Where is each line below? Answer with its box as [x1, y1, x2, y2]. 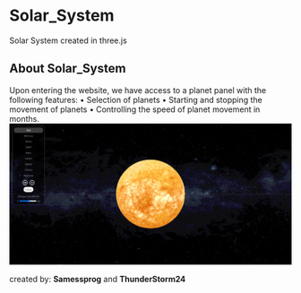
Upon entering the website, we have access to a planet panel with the [9, 84, 267, 95]
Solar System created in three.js [9, 35, 127, 46]
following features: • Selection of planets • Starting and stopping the [9, 94, 262, 105]
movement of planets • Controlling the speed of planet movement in [9, 104, 261, 115]
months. [9, 113, 40, 124]
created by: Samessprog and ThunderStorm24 [9, 274, 186, 285]
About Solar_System [9, 61, 126, 76]
